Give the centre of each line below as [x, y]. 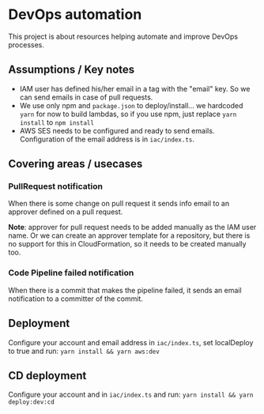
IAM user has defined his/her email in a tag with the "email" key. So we [135, 88]
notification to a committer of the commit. [76, 299]
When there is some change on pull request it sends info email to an [119, 204]
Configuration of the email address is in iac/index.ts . [107, 139]
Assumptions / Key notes [72, 70]
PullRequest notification [55, 186]
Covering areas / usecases [75, 164]
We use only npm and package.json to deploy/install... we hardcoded [131, 105]
